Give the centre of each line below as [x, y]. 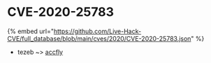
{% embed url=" [31, 31]
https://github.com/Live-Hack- [97, 31]
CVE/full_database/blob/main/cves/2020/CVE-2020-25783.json [99, 38]
